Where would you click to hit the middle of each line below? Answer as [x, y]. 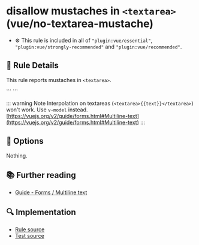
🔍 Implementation [41, 212]
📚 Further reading [41, 175]
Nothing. [17, 155]
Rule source [30, 229]
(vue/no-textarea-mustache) [80, 24]
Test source [30, 236]
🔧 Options [25, 141]
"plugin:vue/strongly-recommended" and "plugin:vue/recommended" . [98, 47]
